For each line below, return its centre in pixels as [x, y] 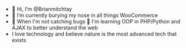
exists [19, 40]
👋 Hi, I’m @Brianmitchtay [42, 9]
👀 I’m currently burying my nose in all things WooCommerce [85, 15]
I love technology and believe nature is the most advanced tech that [94, 34]
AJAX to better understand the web [55, 28]
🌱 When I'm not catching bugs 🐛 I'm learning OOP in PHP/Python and [96, 21]
